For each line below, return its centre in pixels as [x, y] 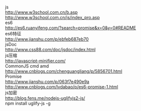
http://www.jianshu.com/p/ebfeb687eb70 [47, 39]
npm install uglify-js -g [28, 103]
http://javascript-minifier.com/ [35, 61]
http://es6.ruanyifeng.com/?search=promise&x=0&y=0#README [71, 28]
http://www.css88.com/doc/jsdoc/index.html [50, 49]
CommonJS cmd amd [27, 66]
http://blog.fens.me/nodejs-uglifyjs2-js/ [45, 98]
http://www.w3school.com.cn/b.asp [41, 12]
